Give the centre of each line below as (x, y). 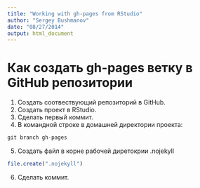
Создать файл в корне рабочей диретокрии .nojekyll (95, 151)
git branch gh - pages (38, 137)
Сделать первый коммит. (55, 117)
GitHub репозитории (70, 83)
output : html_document (40, 33)
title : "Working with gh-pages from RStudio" (75, 14)
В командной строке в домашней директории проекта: (100, 125)
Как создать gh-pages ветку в (100, 68)
